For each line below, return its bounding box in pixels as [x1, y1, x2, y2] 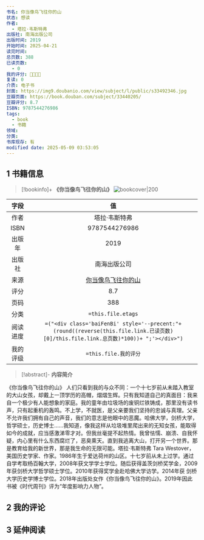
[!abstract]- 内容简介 [21, 371, 73, 378]
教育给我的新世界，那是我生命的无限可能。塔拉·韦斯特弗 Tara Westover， [11, 445, 195, 452]
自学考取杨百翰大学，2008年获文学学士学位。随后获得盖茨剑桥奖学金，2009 [6, 460, 198, 467]
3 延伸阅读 [6, 525, 46, 535]
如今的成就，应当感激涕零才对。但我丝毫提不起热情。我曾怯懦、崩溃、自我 [6, 429, 192, 437]
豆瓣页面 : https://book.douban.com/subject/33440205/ [6, 94, 141, 100]
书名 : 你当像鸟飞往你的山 [6, 9, 62, 15]
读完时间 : [6, 49, 27, 55]
